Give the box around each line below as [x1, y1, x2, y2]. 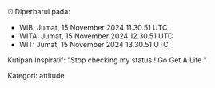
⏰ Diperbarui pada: [7, 7, 71, 16]
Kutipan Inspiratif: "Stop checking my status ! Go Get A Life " [7, 55, 207, 65]
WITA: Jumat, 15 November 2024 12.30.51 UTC [18, 31, 173, 41]
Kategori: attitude [7, 71, 65, 80]
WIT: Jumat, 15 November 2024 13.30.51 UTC [18, 40, 169, 49]
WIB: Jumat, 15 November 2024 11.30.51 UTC [18, 23, 168, 32]
